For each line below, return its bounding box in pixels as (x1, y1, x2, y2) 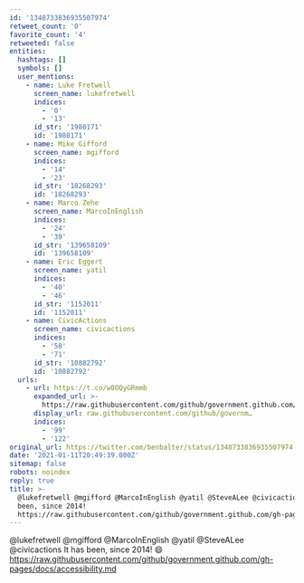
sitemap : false (9, 459, 67, 469)
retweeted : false (9, 38, 75, 48)
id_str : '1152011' (33, 300, 103, 309)
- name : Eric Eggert (25, 257, 103, 267)
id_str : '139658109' (33, 241, 111, 250)
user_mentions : (17, 72, 75, 81)
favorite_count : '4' (9, 30, 88, 39)
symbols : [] (17, 64, 63, 73)
